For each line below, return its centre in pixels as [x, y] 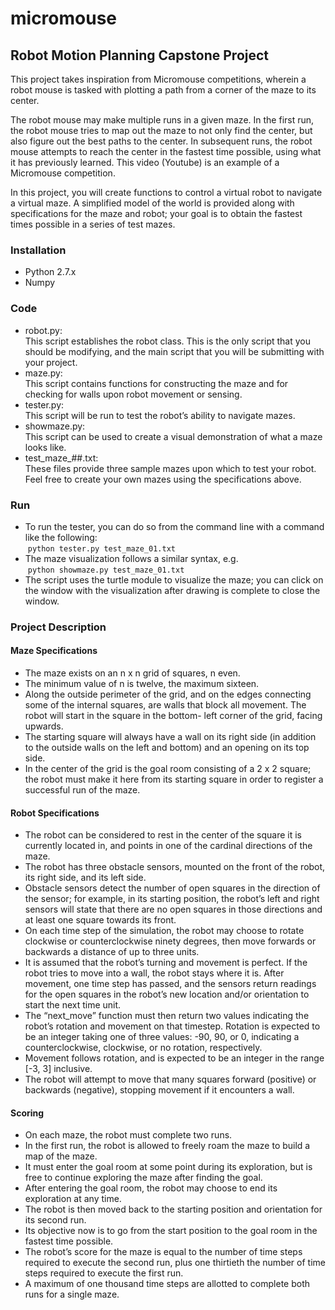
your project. [51, 362]
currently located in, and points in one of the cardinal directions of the [168, 846]
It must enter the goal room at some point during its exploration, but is [168, 1167]
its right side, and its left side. [85, 878]
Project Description [58, 627]
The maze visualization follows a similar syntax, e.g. [131, 558]
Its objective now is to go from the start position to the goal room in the [171, 1231]
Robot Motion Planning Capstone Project [140, 55]
